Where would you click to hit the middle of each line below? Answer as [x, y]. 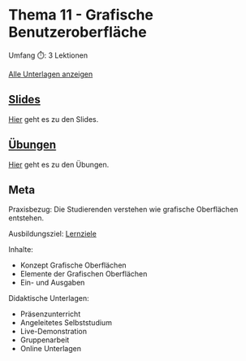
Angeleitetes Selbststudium [66, 323]
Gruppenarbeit [45, 340]
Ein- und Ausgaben [52, 283]
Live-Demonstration [54, 332]
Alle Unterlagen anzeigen [51, 74]
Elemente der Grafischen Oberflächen [84, 274]
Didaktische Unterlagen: [49, 298]
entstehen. [26, 218]
